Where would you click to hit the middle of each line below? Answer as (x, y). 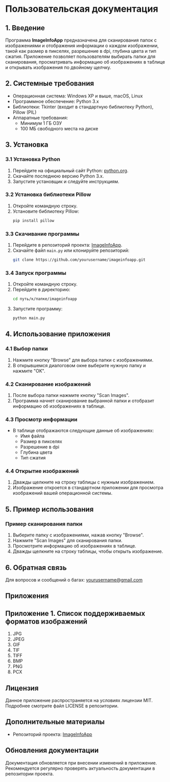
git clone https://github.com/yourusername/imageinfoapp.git (79, 259)
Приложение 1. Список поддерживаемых (75, 613)
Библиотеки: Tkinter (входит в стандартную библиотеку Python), (83, 107)
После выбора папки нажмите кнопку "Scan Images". (71, 395)
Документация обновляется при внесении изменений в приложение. (81, 763)
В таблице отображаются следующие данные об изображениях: (83, 431)
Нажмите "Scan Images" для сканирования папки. (67, 540)
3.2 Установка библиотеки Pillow (48, 194)
